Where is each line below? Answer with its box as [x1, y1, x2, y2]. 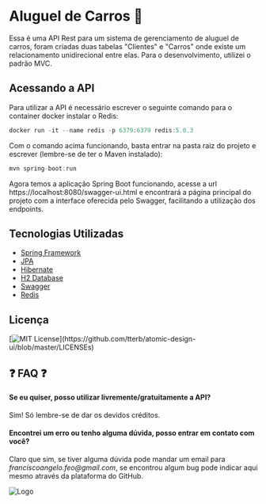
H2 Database [20, 273, 64, 283]
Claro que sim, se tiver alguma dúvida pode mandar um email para [9, 454, 226, 464]
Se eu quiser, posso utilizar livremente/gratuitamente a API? [9, 392, 211, 403]
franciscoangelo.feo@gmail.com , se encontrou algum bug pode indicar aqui [9, 463, 258, 472]
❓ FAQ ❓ [9, 366, 47, 380]
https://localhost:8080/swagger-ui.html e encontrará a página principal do [9, 187, 252, 197]
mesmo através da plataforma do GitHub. [9, 471, 143, 480]
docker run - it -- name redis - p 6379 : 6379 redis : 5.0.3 [9, 126, 194, 134]
